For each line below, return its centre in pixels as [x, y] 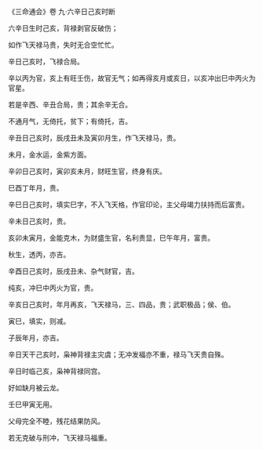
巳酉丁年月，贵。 [36, 188]
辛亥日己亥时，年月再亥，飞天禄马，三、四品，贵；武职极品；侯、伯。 [122, 305]
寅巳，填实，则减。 [39, 321]
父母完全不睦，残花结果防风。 [56, 421]
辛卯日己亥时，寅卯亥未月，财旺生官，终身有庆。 [87, 171]
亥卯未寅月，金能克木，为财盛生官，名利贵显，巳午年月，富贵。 [111, 238]
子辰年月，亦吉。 [36, 338]
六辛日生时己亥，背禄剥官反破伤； [63, 28]
